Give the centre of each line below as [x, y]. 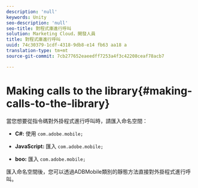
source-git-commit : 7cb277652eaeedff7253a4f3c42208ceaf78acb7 [85, 56]
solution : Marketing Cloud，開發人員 [51, 34]
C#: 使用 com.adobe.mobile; [49, 133]
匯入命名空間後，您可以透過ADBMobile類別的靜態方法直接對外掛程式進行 [96, 171]
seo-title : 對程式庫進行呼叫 [39, 28]
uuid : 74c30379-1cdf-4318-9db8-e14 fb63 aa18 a [67, 45]
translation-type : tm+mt [37, 51]
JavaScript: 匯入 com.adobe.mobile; [59, 146]
